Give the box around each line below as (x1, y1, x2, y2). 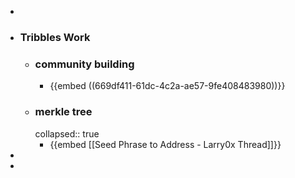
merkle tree (34, 105, 93, 119)
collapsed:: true (34, 127, 100, 140)
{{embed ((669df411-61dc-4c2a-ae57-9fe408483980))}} (49, 80, 286, 92)
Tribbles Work (19, 30, 91, 44)
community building (34, 57, 135, 71)
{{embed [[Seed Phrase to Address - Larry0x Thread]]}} (49, 138, 282, 150)
